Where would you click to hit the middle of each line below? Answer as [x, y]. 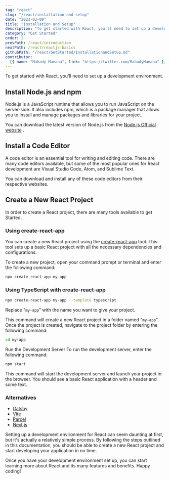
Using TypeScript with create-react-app [56, 290]
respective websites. [27, 184]
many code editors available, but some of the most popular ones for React [82, 163]
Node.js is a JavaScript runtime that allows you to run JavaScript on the [80, 104]
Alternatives [21, 398]
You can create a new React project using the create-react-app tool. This [81, 241]
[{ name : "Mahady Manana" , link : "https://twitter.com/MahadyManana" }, [88, 62]
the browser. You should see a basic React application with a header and [81, 379]
